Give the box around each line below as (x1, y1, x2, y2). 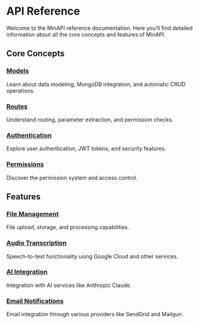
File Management (6, 210, 59, 218)
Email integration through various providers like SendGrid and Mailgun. (6, 311, 184, 318)
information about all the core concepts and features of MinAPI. (6, 30, 166, 38)
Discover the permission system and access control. (6, 174, 138, 181)
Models (6, 67, 29, 75)
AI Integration (6, 267, 47, 276)
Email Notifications (6, 297, 64, 305)
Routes (6, 102, 28, 111)
